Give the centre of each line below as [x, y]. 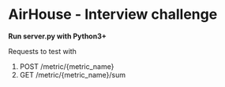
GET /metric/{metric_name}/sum [73, 74]
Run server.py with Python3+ [57, 36]
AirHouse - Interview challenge [113, 14]
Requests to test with [43, 51]
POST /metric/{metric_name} [67, 66]
